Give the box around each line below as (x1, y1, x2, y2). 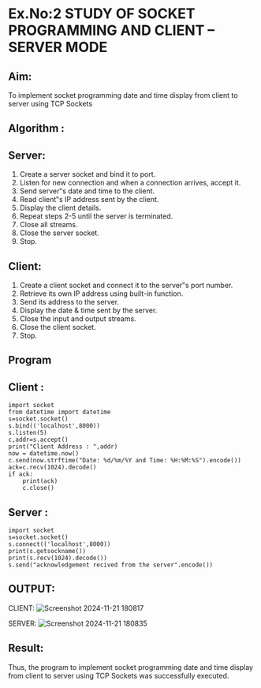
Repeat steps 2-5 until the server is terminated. (19, 211, 173, 221)
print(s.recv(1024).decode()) (8, 554, 108, 563)
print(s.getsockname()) (8, 548, 87, 555)
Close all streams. (19, 220, 78, 230)
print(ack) (22, 477, 58, 485)
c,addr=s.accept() (8, 436, 69, 444)
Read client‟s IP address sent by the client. (19, 195, 159, 204)
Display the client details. (19, 203, 102, 213)
